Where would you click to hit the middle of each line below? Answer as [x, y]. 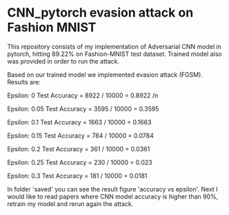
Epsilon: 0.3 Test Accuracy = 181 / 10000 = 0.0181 [77, 176]
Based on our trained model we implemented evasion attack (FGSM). [105, 75]
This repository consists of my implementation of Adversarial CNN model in [114, 46]
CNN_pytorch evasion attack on [100, 13]
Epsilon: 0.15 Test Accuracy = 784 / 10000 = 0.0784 [80, 135]
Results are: [24, 82]
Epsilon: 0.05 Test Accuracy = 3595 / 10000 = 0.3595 [83, 109]
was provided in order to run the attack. [63, 61]
